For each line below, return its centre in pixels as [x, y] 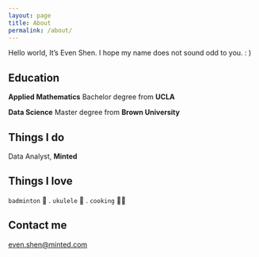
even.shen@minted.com [48, 244]
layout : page [30, 15]
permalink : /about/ [40, 30]
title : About [30, 23]
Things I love [40, 181]
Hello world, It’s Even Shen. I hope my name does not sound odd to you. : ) [130, 53]
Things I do [36, 137]
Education [34, 77]
